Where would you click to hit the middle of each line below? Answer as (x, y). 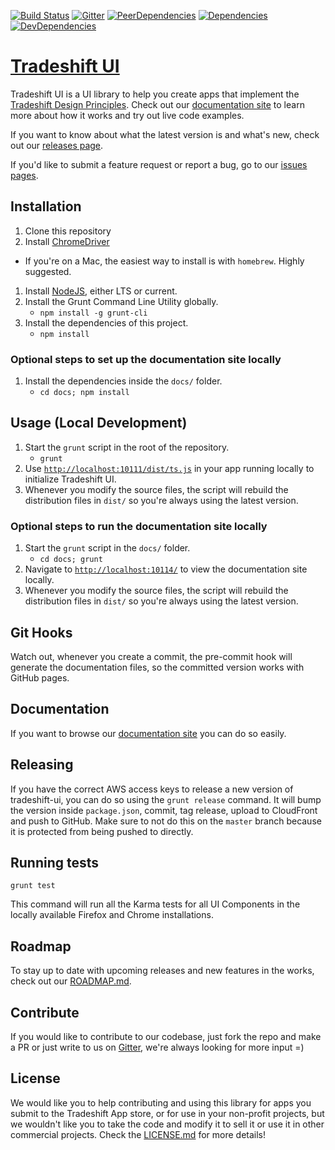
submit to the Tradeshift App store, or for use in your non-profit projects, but (167, 1113)
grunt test (33, 886)
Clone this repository (68, 231)
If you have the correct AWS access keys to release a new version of (152, 789)
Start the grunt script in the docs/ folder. (107, 548)
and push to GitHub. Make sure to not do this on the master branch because (166, 821)
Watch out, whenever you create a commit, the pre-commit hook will (151, 656)
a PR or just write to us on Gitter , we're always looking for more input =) (157, 1047)
